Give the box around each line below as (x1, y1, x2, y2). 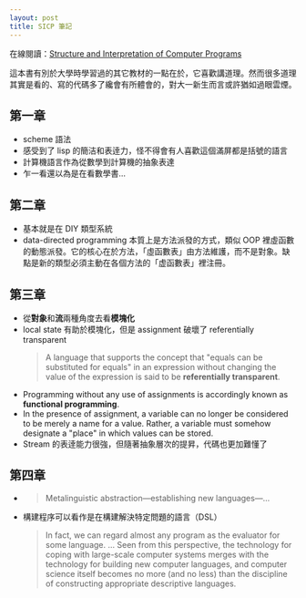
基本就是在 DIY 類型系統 (22, 223, 114, 234)
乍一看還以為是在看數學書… (22, 168, 126, 179)
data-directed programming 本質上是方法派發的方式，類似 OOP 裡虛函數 (22, 234, 295, 246)
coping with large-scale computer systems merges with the (45, 549, 270, 560)
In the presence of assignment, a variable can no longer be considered (22, 407, 289, 419)
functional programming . (22, 398, 120, 409)
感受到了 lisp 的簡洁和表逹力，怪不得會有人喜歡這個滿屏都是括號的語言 (22, 145, 289, 156)
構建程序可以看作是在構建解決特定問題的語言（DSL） (22, 511, 222, 522)
